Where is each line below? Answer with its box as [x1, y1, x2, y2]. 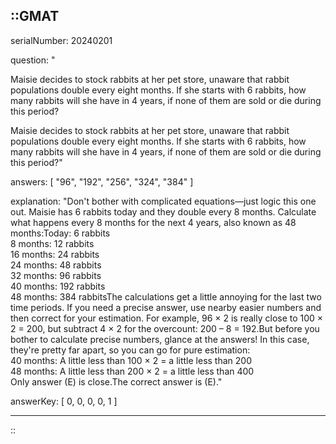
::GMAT [10, 8, 60, 25]
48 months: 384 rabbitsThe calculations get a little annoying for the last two [10, 290, 322, 303]
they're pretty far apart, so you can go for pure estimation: [10, 344, 251, 356]
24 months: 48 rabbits [10, 259, 102, 271]
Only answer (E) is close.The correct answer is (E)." [10, 375, 223, 388]
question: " [10, 54, 56, 66]
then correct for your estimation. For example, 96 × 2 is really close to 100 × [10, 312, 324, 324]
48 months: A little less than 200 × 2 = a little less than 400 [10, 365, 255, 377]
